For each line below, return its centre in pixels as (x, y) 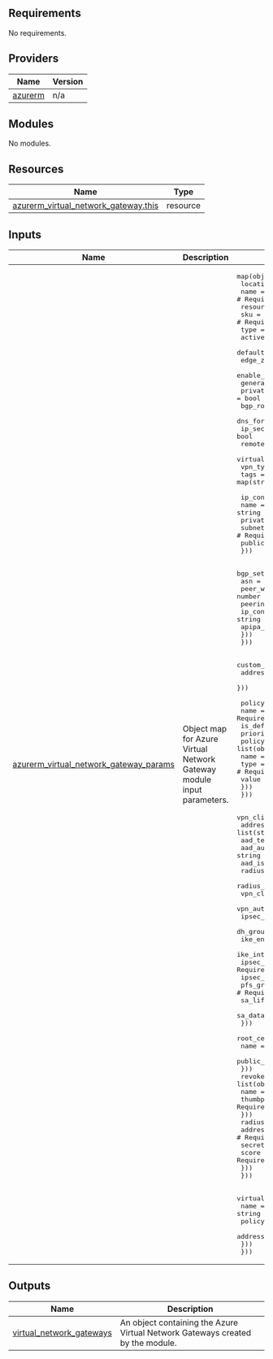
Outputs (30, 1286)
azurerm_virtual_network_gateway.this (86, 206)
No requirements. (38, 33)
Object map (205, 728)
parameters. (206, 800)
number (249, 597)
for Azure (200, 739)
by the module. (148, 1343)
